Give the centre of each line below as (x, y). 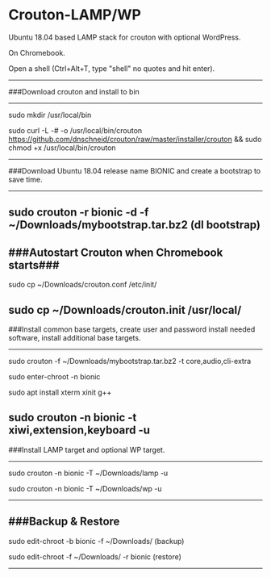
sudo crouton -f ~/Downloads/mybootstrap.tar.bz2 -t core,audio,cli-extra (130, 361)
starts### (34, 265)
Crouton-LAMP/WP (75, 15)
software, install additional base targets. (75, 337)
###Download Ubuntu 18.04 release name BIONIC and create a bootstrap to (135, 170)
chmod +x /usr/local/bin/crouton (62, 148)
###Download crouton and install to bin (74, 91)
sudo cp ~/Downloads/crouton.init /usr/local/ (125, 309)
